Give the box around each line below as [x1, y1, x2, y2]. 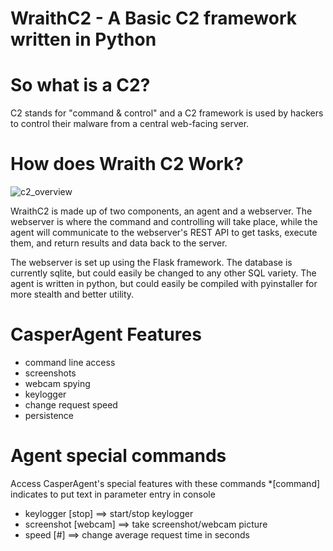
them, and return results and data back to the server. [10, 237, 228, 249]
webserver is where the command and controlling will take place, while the [10, 216, 318, 228]
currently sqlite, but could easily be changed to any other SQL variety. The [10, 267, 317, 279]
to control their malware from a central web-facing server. [10, 118, 250, 130]
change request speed [24, 399, 118, 411]
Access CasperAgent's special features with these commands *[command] [10, 477, 321, 489]
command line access [24, 357, 116, 368]
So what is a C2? [10, 74, 151, 97]
